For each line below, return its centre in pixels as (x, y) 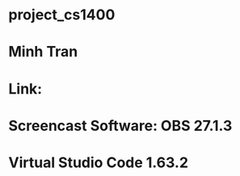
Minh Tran (43, 52)
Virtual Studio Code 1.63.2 (98, 162)
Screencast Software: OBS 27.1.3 (120, 126)
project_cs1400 (62, 15)
